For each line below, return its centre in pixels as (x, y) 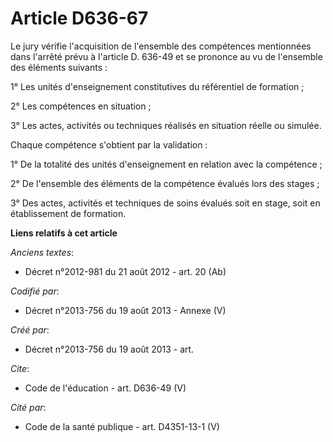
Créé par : (30, 329)
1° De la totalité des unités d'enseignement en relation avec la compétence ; (166, 164)
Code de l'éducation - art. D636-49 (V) (105, 388)
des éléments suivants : (59, 67)
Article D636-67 (79, 18)
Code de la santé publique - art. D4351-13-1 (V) (122, 426)
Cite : (20, 368)
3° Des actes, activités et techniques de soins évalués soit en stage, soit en (165, 203)
